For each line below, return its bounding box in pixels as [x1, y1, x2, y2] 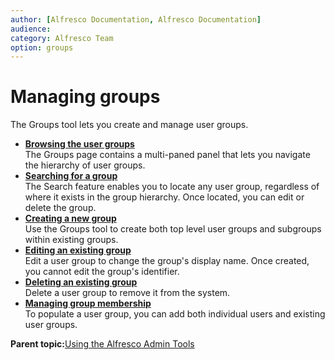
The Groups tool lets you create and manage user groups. [10, 119, 249, 131]
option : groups [10, 42, 74, 53]
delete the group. [24, 202, 97, 214]
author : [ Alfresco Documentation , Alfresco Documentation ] [10, 14, 262, 25]
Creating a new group [24, 212, 117, 225]
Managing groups [10, 86, 161, 108]
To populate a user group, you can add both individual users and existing [24, 308, 326, 320]
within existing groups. [24, 234, 119, 246]
